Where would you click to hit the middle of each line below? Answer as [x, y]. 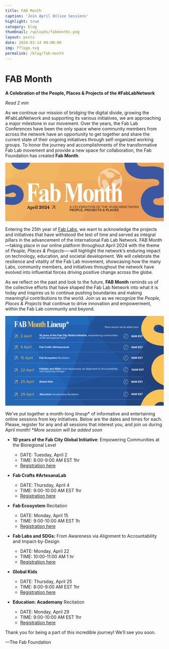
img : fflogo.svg [22, 48]
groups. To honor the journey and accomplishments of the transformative [81, 145]
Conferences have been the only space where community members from [81, 128]
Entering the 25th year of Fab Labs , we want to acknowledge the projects [81, 229]
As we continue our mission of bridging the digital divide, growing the [77, 112]
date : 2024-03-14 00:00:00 [33, 43]
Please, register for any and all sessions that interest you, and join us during [84, 424]
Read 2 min [17, 103]
